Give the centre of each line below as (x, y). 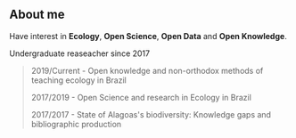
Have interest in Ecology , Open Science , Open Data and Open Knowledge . (148, 36)
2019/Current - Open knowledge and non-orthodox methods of (147, 70)
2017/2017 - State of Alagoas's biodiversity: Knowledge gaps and (151, 114)
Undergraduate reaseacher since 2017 (79, 53)
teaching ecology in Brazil (78, 80)
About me (37, 15)
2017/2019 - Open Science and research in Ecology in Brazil (141, 97)
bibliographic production (76, 124)
